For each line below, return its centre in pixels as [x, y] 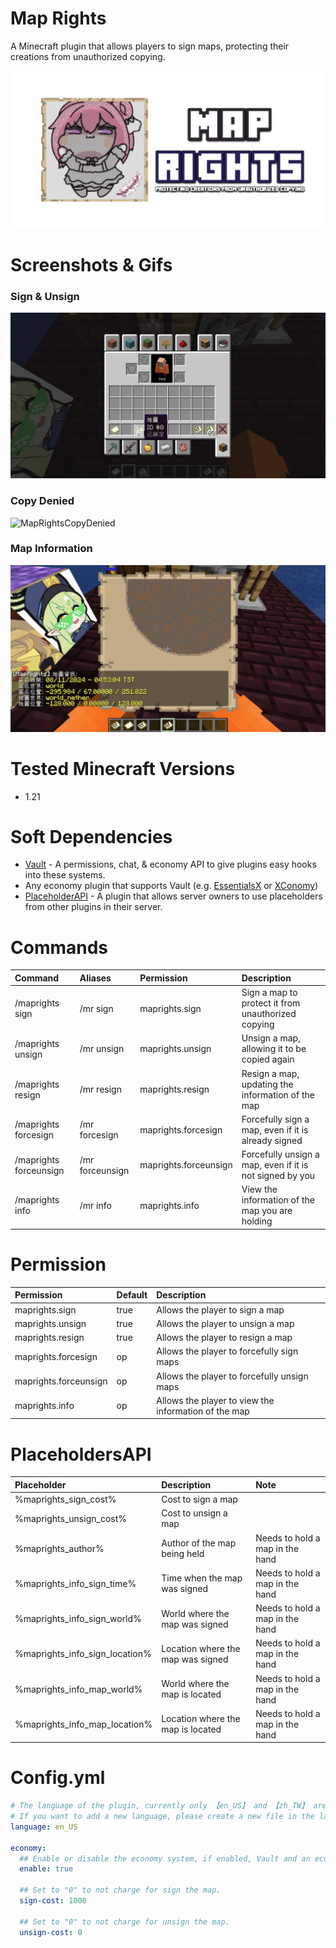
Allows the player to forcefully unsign [232, 1376]
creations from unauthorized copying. [88, 56]
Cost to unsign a [194, 1513]
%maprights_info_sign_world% [78, 1619]
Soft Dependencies [91, 836]
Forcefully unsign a [280, 1154]
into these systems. [65, 875]
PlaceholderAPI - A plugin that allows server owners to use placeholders [173, 896]
